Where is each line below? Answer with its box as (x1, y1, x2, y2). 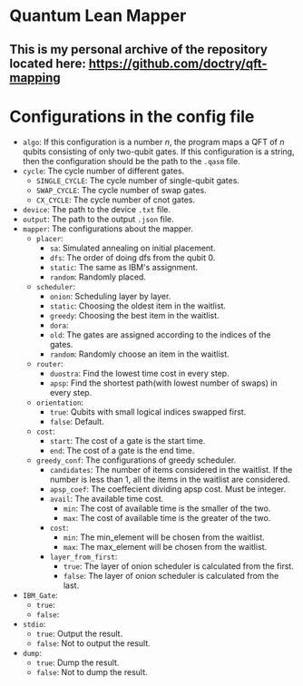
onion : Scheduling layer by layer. (49, 290, 171, 301)
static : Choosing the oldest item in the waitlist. (49, 300, 227, 311)
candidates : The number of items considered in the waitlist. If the (49, 464, 293, 475)
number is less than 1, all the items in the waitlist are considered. (49, 474, 290, 485)
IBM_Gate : (22, 589, 59, 600)
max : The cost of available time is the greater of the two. (63, 512, 271, 523)
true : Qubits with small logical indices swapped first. (49, 406, 247, 417)
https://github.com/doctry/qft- (88, 55, 268, 71)
